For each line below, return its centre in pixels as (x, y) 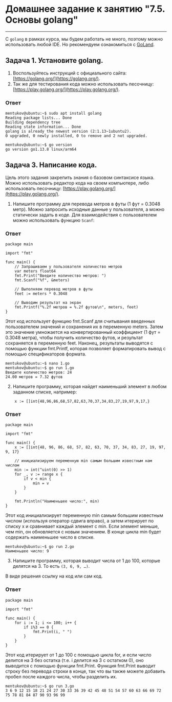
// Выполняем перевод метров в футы (54, 289)
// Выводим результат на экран (48, 303)
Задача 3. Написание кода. (51, 165)
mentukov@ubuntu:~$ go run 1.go (40, 368)
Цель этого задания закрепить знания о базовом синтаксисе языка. (80, 177)
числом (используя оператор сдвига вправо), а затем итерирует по (80, 521)
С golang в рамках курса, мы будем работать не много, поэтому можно (84, 39)
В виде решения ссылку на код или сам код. (54, 576)
